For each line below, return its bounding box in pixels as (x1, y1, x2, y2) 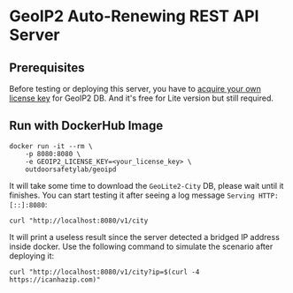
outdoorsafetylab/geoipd (25, 165, 117, 174)
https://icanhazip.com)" (9, 275, 101, 284)
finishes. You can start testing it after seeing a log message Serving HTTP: (9, 190, 279, 200)
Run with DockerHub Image (9, 118, 164, 133)
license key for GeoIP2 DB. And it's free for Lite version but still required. (9, 93, 274, 103)
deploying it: (9, 250, 55, 261)
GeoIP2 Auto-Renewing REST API (9, 6, 259, 26)
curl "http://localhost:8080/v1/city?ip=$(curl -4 (9, 267, 200, 276)
